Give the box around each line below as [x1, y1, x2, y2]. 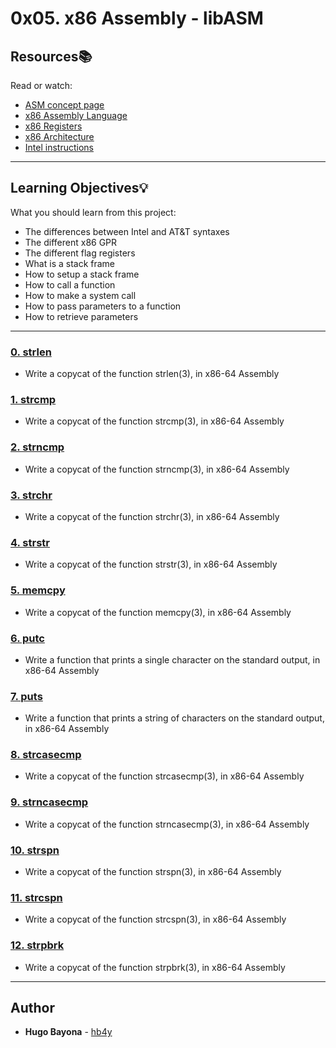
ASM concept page [24, 99, 105, 111]
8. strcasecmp [10, 748, 82, 762]
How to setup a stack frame [24, 268, 140, 280]
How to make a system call [24, 289, 137, 301]
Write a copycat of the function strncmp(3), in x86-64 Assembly [24, 463, 290, 475]
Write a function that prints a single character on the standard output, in [24, 653, 321, 666]
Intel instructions [24, 142, 94, 153]
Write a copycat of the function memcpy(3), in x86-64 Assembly [24, 606, 292, 618]
